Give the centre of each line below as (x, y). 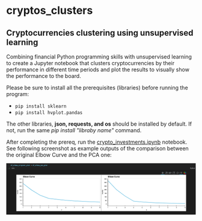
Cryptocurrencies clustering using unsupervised (100, 33)
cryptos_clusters (50, 11)
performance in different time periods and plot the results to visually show (98, 69)
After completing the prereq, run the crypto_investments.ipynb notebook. (97, 142)
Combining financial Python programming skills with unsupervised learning (99, 57)
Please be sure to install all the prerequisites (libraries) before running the (97, 88)
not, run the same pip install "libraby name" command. (74, 130)
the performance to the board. (44, 76)
